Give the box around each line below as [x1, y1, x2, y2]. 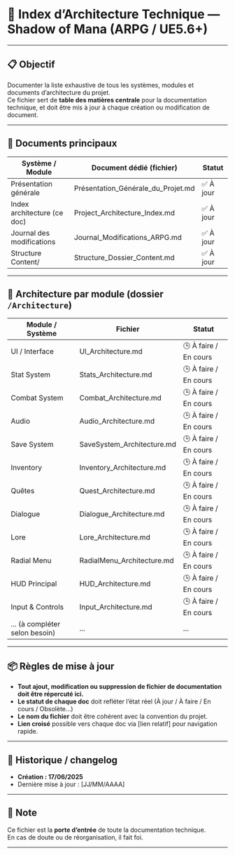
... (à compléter [10, 619, 61, 629]
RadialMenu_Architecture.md [79, 556, 174, 565]
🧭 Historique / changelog [7, 754, 117, 766]
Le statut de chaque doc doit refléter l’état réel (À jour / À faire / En [17, 697, 211, 706]
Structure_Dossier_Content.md [73, 253, 175, 262]
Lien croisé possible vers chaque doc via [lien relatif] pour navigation [17, 720, 218, 728]
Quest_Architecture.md [79, 485, 155, 495]
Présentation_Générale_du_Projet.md [73, 183, 195, 193]
